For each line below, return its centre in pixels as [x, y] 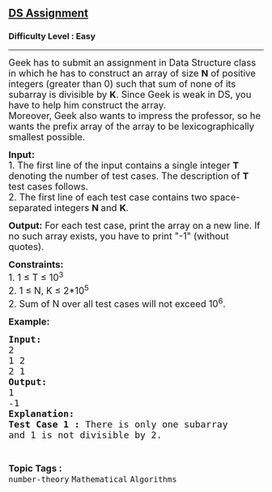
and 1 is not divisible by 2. [85, 435]
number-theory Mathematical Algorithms [93, 479]
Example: [29, 321]
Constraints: [36, 264]
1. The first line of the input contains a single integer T [124, 165]
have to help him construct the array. [87, 105]
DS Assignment [49, 13]
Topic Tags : [35, 468]
